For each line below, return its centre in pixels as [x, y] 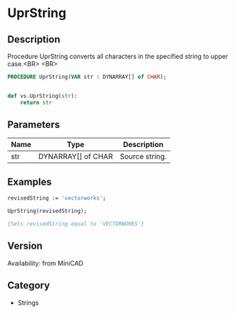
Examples [29, 182]
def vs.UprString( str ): [43, 96]
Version [25, 246]
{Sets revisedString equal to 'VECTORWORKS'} [76, 224]
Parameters [34, 125]
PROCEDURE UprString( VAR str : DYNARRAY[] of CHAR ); [87, 77]
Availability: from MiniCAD [45, 263]
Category [29, 286]
